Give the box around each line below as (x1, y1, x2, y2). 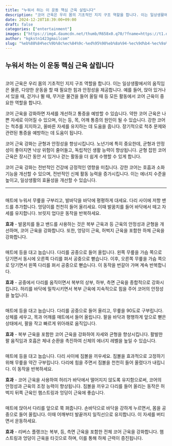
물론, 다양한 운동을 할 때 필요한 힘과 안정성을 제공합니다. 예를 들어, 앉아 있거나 (10, 87, 166, 93)
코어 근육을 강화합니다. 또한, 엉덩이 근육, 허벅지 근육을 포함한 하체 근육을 (20, 227, 165, 233)
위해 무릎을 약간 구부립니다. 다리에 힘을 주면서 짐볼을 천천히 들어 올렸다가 (5, 359, 152, 366)
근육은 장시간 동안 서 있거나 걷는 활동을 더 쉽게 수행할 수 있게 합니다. (5, 153, 142, 159)
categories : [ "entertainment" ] (5, 27, 72, 32)
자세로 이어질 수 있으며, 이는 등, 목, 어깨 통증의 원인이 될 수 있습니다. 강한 (10, 116, 156, 123)
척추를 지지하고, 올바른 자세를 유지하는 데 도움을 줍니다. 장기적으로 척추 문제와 (10, 123, 166, 129)
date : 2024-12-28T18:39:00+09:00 (5, 17, 77, 22)
